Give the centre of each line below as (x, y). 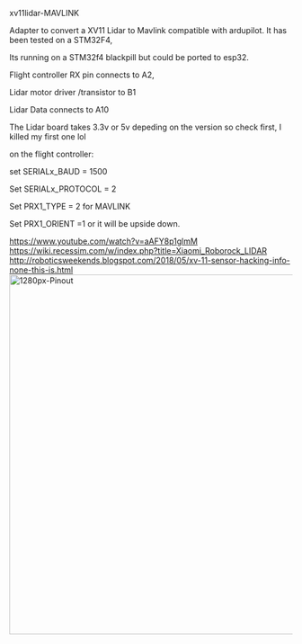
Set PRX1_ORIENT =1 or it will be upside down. (95, 224)
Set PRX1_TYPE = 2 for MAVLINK (70, 206)
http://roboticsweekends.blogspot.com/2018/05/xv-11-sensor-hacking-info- (150, 260)
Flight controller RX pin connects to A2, (82, 75)
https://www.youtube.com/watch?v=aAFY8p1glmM (103, 241)
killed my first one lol (48, 137)
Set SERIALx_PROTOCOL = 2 (63, 189)
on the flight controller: (52, 154)
